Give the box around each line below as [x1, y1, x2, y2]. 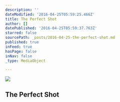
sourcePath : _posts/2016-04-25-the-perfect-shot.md [5, 35, 115, 40]
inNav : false [5, 53, 32, 59]
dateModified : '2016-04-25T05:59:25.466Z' [5, 12, 95, 17]
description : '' [5, 7, 39, 12]
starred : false [5, 30, 37, 35]
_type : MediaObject [5, 58, 46, 63]
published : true [5, 40, 39, 45]
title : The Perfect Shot [5, 16, 57, 21]
